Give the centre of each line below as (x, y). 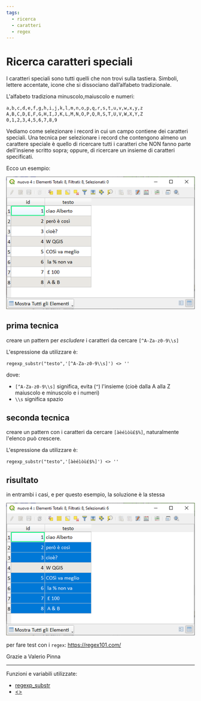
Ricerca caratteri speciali (69, 62)
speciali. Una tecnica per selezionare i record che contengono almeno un (96, 138)
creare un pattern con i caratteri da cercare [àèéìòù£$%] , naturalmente (93, 432)
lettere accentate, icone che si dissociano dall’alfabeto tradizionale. (89, 85)
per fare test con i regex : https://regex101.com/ (64, 645)
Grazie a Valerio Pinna (33, 656)
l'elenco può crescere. (34, 438)
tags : (13, 13)
